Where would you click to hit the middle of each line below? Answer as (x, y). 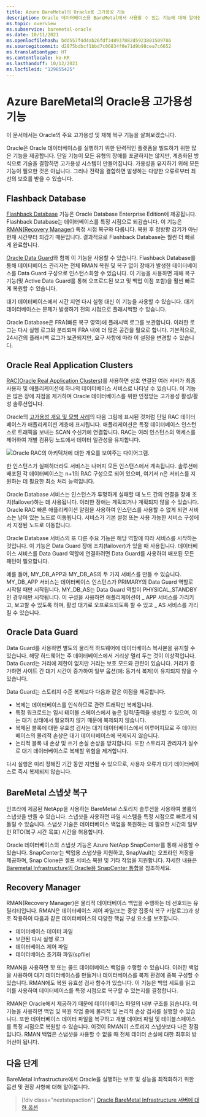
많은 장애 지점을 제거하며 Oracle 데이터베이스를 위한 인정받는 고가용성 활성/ (103, 396)
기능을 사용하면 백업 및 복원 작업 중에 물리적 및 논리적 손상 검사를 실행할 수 (95, 1011)
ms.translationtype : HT (37, 52)
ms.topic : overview (31, 23)
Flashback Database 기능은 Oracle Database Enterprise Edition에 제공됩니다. (102, 214)
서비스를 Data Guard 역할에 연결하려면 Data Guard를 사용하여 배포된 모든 (106, 553)
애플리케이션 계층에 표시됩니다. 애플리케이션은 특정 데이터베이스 (104, 424)
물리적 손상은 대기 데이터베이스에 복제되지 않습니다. (98, 735)
